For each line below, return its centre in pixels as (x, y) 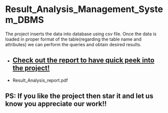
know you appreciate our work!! (56, 104)
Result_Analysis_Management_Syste (84, 9)
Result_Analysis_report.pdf (40, 80)
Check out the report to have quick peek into (83, 61)
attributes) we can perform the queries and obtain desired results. (73, 44)
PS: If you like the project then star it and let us (79, 96)
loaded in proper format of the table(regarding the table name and (73, 39)
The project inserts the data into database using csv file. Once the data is (81, 34)
